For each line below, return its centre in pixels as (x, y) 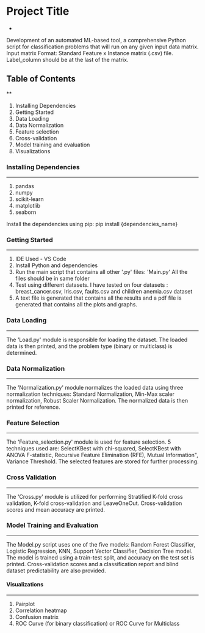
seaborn (26, 212)
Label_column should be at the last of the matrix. (67, 59)
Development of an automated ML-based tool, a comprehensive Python (96, 40)
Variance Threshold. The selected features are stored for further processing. (103, 461)
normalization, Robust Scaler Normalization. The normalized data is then (97, 400)
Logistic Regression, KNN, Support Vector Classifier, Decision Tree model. (99, 551)
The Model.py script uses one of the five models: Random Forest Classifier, (101, 544)
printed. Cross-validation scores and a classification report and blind (92, 564)
